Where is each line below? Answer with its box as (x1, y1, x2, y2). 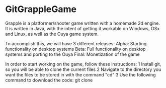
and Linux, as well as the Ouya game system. (5, 31, 99, 37)
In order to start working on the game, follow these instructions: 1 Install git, (5, 61, 161, 67)
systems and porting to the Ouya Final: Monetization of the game (5, 51, 140, 57)
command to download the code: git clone (5, 77, 93, 83)
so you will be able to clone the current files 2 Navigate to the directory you (5, 66, 161, 72)
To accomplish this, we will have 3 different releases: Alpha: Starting (5, 40, 147, 46)
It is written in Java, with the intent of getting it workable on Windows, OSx (5, 25, 160, 31)
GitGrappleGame (5, 4, 77, 15)
